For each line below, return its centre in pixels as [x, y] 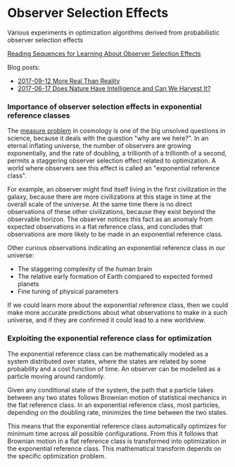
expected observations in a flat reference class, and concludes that [105, 227]
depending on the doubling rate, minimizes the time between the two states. [118, 412]
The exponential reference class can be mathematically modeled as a [108, 354]
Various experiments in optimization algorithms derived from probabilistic [114, 32]
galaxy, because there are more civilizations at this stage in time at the [109, 197]
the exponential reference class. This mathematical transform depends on [114, 448]
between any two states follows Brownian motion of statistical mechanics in [117, 397]
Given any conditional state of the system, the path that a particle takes [110, 390]
